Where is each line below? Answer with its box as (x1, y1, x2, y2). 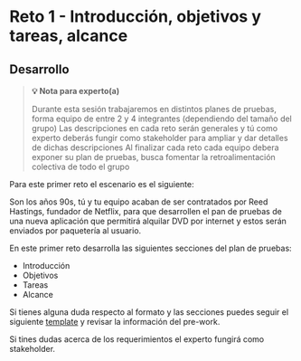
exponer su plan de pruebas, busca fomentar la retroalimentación (31, 152, 276, 162)
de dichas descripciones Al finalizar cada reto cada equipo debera (31, 142, 279, 153)
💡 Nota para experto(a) (31, 86, 120, 96)
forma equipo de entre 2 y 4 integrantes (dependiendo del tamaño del (31, 113, 292, 124)
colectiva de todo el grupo (31, 161, 130, 172)
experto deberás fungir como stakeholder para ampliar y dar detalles (31, 133, 288, 143)
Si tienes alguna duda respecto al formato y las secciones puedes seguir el (9, 307, 289, 318)
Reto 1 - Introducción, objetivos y (9, 6, 262, 27)
